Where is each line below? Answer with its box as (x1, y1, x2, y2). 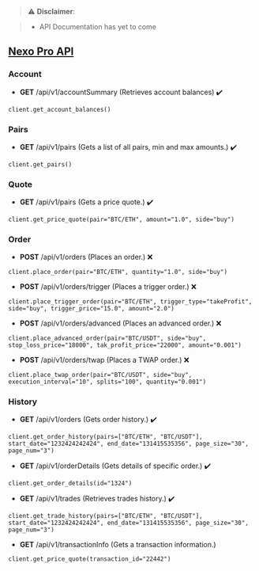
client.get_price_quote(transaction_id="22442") (8, 554, 171, 563)
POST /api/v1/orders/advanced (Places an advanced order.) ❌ (19, 318, 222, 328)
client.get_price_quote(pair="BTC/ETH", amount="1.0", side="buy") (8, 215, 235, 224)
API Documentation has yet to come (39, 22, 156, 31)
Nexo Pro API (8, 45, 74, 59)
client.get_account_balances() (8, 105, 111, 113)
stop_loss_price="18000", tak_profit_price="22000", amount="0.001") (8, 341, 242, 349)
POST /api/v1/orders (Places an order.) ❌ (19, 252, 153, 261)
